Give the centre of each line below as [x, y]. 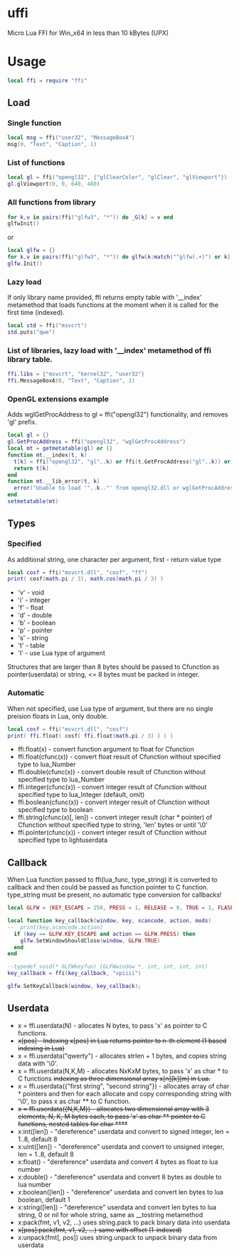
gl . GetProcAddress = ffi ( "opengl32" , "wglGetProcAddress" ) [97, 442]
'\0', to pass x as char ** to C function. [74, 1101]
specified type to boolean [55, 810]
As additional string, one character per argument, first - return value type [115, 559]
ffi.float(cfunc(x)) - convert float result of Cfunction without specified [119, 757]
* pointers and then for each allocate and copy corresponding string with [124, 1093]
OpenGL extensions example [58, 399]
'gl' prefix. [22, 422]
